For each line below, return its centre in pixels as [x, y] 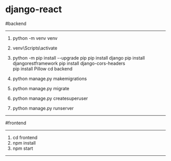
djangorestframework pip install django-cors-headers [69, 63]
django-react [34, 9]
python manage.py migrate [41, 88]
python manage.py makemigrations [50, 78]
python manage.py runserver [43, 108]
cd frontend [25, 137]
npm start [23, 148]
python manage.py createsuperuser [50, 98]
